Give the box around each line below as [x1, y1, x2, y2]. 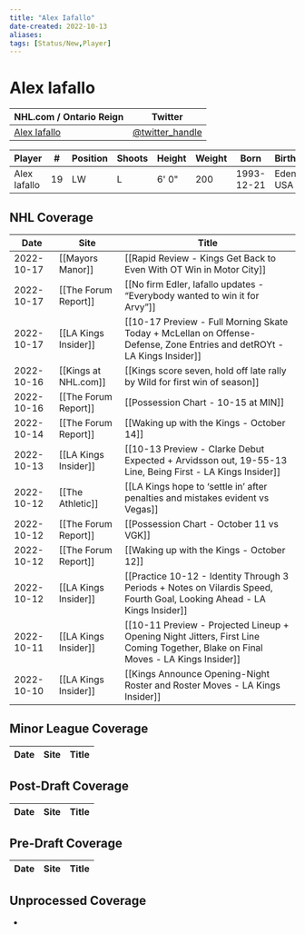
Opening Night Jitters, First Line [123, 631, 261, 642]
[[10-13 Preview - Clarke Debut [123, 442, 265, 455]
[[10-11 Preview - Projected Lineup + [123, 619, 290, 631]
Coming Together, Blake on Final [123, 641, 263, 654]
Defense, [123, 338, 163, 351]
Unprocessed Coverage [9, 892, 147, 909]
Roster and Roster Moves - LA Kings [123, 679, 281, 691]
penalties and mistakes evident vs [123, 492, 270, 504]
